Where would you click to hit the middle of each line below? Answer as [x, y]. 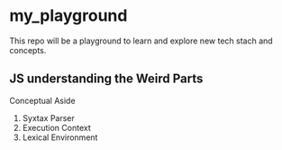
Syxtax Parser [48, 117]
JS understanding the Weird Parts [106, 79]
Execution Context [57, 127]
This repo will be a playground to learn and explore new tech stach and [141, 41]
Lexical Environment [60, 137]
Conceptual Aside [42, 100]
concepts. [28, 50]
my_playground [68, 16]
